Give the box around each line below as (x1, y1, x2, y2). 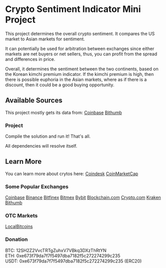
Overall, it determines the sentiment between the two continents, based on (5, 66, 159, 72)
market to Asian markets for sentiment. (5, 36, 85, 42)
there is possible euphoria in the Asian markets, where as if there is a (5, 76, 147, 82)
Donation (5, 236, 28, 243)
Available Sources (5, 96, 63, 105)
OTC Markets (5, 212, 38, 219)
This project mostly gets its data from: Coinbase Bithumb (5, 109, 122, 115)
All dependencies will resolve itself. (5, 143, 77, 149)
